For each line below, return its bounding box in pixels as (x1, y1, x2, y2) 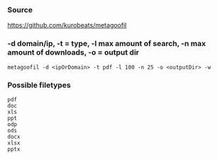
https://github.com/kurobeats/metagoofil (7, 21, 127, 30)
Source (7, 5, 33, 15)
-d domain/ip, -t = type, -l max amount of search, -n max (7, 39, 206, 49)
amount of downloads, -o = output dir (7, 47, 140, 57)
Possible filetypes (7, 80, 71, 90)
